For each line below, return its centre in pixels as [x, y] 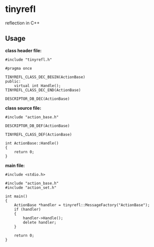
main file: [15, 165]
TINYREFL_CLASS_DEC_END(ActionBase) [43, 90]
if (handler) [28, 209]
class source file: [23, 108]
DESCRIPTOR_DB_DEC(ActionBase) [38, 99]
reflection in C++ [22, 23]
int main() [16, 196]
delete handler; [40, 222]
